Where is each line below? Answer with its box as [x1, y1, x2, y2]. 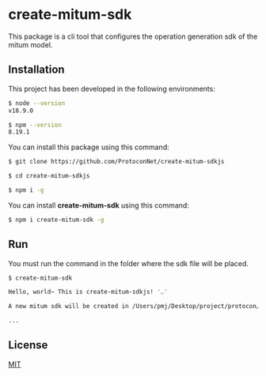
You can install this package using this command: [8, 142, 169, 152]
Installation [8, 63, 65, 77]
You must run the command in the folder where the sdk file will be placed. [8, 258, 249, 268]
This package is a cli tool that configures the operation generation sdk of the [8, 32, 258, 41]
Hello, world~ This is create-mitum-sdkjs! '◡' [8, 288, 169, 296]
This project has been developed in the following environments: [8, 84, 215, 93]
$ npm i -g [8, 186, 44, 194]
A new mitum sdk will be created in [8, 303, 129, 310]
